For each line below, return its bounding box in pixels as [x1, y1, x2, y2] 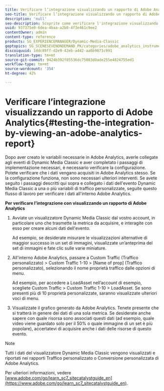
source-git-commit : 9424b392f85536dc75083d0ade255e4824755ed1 [5, 57, 134, 62]
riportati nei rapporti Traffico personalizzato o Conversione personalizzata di [5, 355, 159, 361]
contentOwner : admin [5, 30, 47, 35]
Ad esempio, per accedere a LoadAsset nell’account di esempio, [12, 280, 142, 286]
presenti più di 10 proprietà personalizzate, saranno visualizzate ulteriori [12, 290, 157, 296]
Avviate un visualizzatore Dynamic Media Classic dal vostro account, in [12, 215, 155, 220]
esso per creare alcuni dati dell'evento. [12, 225, 91, 231]
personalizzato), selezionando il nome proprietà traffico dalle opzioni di [12, 265, 155, 271]
